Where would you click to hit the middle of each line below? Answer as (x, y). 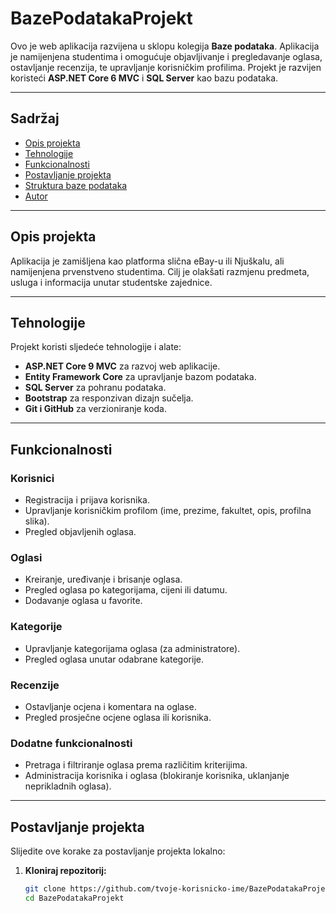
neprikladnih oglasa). (68, 786)
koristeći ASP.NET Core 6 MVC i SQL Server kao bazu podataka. (144, 78)
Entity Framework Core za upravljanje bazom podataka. (140, 377)
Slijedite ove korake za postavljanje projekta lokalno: (118, 851)
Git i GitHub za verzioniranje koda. (95, 409)
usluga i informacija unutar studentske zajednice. (111, 282)
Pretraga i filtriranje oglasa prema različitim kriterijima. (136, 765)
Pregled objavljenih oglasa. (80, 532)
